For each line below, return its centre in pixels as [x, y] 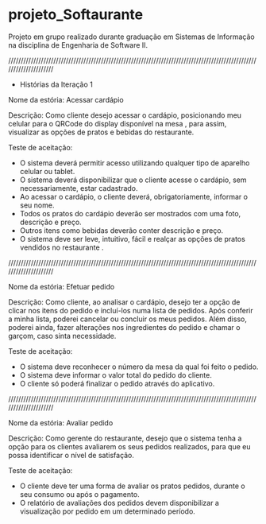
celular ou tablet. [47, 171]
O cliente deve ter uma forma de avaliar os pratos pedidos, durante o [132, 486]
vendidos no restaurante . [62, 247]
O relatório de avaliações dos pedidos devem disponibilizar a [120, 503]
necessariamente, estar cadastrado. [79, 188]
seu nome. [37, 205]
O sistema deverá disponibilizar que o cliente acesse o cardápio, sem [133, 180]
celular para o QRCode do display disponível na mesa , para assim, [118, 123]
